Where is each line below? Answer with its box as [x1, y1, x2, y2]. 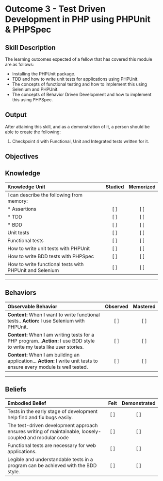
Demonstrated [121, 400, 156, 407]
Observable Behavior [7, 303, 57, 310]
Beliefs [5, 385, 27, 393]
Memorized [128, 183, 156, 190]
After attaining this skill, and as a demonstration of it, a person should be [5, 124, 150, 129]
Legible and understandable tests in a [7, 456, 93, 463]
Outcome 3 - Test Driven [5, 3, 106, 15]
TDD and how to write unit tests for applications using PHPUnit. [12, 76, 139, 82]
